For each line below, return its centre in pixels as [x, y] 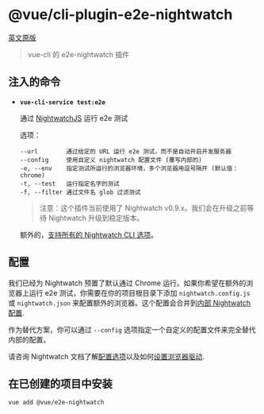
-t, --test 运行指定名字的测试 [69, 184]
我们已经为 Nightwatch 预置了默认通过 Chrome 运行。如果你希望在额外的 [127, 283]
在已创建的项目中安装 [60, 383]
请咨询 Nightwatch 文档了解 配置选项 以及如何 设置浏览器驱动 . [106, 356]
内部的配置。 [29, 339]
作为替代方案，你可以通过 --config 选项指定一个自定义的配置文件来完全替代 [132, 329]
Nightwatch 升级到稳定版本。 [96, 218]
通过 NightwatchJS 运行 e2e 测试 [74, 118]
